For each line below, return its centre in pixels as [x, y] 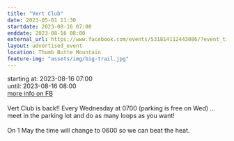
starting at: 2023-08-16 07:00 [50, 78]
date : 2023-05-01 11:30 [42, 20]
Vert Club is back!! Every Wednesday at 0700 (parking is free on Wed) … [111, 108]
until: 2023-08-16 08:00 [42, 86]
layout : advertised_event [45, 46]
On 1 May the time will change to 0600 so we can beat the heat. [99, 130]
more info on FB [30, 93]
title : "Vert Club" [36, 14]
